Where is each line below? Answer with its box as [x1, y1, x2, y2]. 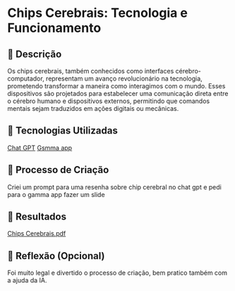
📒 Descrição [7, 48, 62, 60]
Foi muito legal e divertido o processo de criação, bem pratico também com [7, 268, 228, 277]
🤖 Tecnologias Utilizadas [7, 125, 118, 137]
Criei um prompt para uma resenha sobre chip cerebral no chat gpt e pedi [7, 182, 222, 191]
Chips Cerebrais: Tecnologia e [7, 5, 188, 21]
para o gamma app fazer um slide [7, 190, 105, 198]
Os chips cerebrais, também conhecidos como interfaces [7, 67, 174, 75]
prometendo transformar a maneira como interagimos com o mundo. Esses [7, 82, 226, 90]
